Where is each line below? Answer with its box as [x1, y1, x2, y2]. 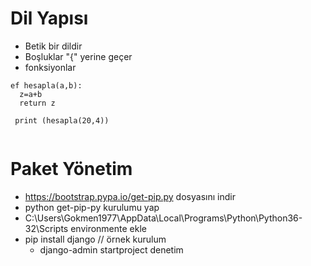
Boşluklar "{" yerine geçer [24, 50, 133, 62]
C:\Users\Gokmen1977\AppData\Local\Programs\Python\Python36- [24, 212, 303, 224]
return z [19, 98, 56, 108]
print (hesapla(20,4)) [14, 115, 110, 126]
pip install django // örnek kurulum [24, 233, 167, 245]
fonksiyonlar [24, 61, 77, 73]
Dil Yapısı [10, 7, 89, 30]
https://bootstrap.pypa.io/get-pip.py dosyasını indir [24, 190, 236, 202]
